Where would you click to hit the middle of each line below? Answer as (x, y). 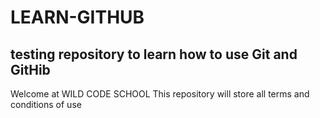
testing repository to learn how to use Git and (154, 54)
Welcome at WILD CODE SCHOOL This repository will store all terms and (160, 94)
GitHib (30, 69)
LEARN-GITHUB (77, 17)
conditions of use (46, 104)
